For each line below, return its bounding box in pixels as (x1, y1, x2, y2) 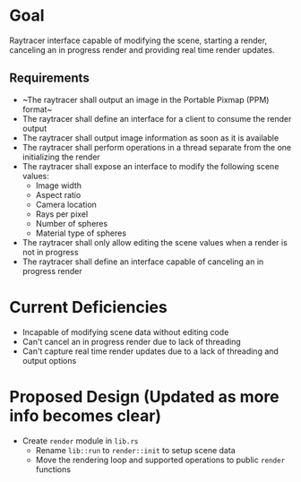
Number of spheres (35, 218, 108, 228)
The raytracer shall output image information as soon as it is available (21, 132, 279, 143)
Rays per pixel (35, 208, 89, 219)
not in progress (21, 246, 79, 257)
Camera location (35, 199, 97, 210)
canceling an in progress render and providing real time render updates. (9, 44, 275, 55)
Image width (35, 180, 82, 191)
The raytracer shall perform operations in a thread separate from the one (21, 142, 292, 152)
